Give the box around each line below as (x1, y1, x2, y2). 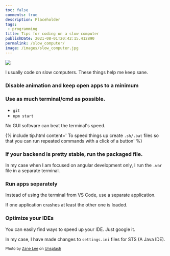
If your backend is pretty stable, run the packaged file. (5, 150, 143, 157)
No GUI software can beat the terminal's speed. (5, 122, 106, 128)
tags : (5, 21, 17, 27)
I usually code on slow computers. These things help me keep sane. (5, 69, 148, 75)
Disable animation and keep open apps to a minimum (5, 82, 139, 89)
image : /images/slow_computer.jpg (5, 45, 79, 51)
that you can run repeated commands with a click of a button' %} (5, 137, 142, 144)
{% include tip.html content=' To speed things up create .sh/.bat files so (5, 132, 159, 138)
